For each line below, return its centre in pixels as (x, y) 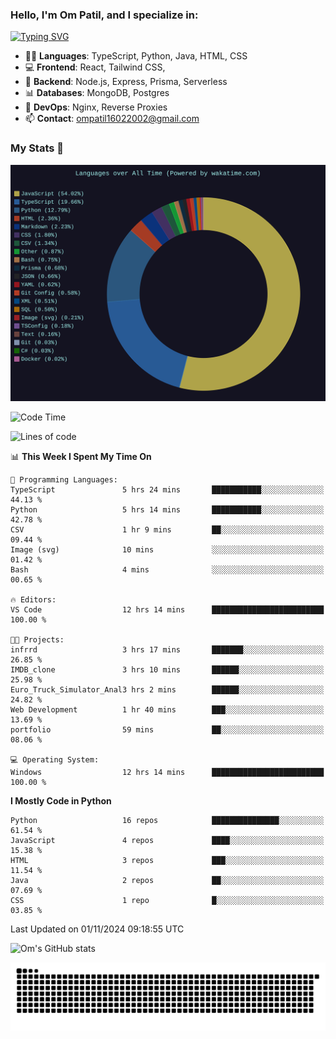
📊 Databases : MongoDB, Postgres (97, 93)
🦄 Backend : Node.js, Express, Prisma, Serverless (126, 82)
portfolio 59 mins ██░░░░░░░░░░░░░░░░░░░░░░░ (167, 729)
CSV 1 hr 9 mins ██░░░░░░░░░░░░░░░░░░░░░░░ (167, 529)
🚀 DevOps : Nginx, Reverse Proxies (96, 107)
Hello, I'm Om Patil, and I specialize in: (104, 15)
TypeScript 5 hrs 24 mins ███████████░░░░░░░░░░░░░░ (167, 489)
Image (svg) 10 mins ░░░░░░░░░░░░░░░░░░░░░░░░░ (167, 549)
